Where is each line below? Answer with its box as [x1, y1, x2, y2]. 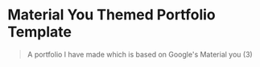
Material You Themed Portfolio [7, 6, 216, 24]
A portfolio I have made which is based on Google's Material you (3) [27, 49, 253, 59]
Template [7, 23, 72, 41]
